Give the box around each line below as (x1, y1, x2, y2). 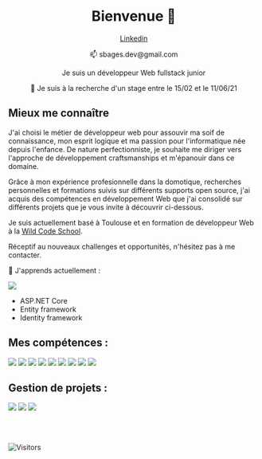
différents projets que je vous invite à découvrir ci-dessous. (8, 202, 204, 212)
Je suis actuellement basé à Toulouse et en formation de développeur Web (8, 218, 255, 227)
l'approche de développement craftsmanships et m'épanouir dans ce (8, 153, 235, 163)
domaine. (8, 161, 39, 171)
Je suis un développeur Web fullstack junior (61, 68, 206, 77)
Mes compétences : (8, 336, 109, 350)
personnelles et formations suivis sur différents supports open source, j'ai (8, 185, 251, 194)
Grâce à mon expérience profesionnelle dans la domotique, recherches (8, 177, 241, 186)
